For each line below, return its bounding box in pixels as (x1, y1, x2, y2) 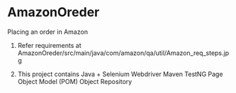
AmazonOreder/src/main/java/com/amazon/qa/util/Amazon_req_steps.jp (17, 49, 230, 57)
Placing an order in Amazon (7, 27, 89, 36)
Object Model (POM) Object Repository (17, 77, 133, 85)
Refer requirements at (17, 41, 82, 49)
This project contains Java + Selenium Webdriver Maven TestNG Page (17, 70, 223, 78)
